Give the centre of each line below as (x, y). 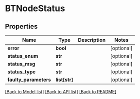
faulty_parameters (29, 80)
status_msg (21, 64)
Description (92, 40)
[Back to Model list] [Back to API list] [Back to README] (61, 92)
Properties (21, 26)
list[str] (64, 80)
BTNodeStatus (35, 8)
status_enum (23, 56)
